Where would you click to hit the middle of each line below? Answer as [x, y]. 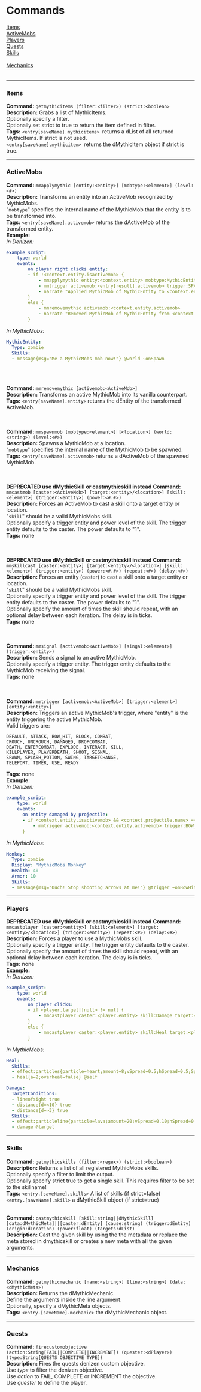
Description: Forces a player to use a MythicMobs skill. [74, 938]
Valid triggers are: [28, 726]
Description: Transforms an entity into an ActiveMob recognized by [90, 196]
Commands [36, 11]
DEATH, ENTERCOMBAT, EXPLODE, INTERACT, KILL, [65, 747]
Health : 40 [25, 871]
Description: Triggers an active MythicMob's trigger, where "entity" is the [97, 713]
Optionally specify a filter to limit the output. [60, 1174]
